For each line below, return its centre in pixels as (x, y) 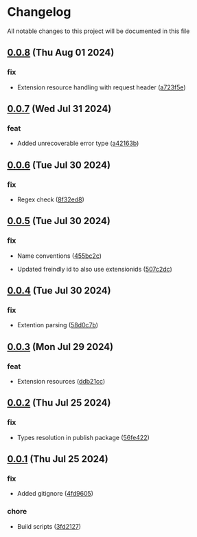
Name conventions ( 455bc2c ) (59, 256)
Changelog (39, 12)
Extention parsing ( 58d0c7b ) (57, 325)
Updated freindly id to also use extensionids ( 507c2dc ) (95, 269)
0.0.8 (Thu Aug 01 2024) (61, 53)
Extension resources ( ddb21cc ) (61, 382)
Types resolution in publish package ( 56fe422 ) (83, 437)
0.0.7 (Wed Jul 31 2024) (59, 109)
